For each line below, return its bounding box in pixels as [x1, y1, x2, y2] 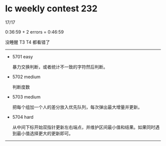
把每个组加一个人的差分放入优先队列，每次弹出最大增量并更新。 [12, 104, 142, 110]
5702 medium [12, 74, 41, 80]
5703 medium [12, 94, 41, 99]
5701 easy [12, 53, 33, 59]
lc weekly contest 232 [5, 3, 98, 14]
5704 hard [12, 114, 34, 120]
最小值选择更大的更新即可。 [16, 130, 73, 136]
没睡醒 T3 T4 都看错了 [5, 39, 50, 45]
